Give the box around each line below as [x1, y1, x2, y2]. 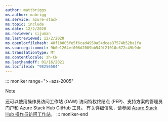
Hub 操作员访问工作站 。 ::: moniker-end [5, 111, 89, 117]
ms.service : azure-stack [5, 17, 58, 22]
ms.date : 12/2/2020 [5, 26, 47, 32]
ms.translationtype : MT [5, 50, 56, 55]
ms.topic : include [5, 21, 44, 27]
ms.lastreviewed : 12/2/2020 [5, 36, 65, 41]
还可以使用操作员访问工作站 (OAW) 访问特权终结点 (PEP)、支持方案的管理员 [5, 99, 163, 105]
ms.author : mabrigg [5, 12, 47, 17]
